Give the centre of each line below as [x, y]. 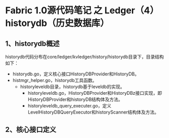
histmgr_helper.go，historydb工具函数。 [55, 80]
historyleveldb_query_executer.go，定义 [70, 106]
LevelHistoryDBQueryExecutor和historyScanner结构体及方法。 [93, 112]
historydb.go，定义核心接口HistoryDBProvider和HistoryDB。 [76, 74]
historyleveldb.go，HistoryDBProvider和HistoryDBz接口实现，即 [95, 93]
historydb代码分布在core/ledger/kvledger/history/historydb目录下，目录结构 [84, 57]
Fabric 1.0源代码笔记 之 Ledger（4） [82, 10]
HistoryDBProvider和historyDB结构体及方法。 [75, 99]
